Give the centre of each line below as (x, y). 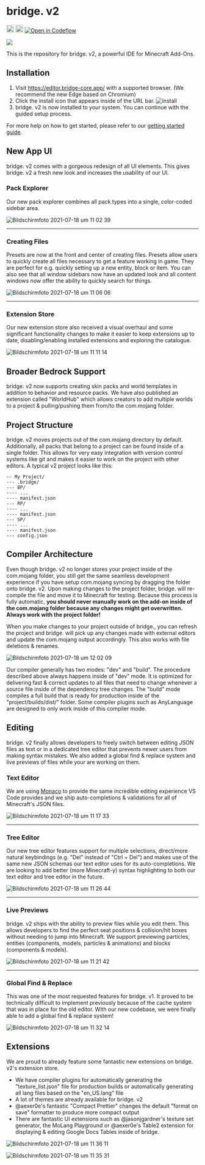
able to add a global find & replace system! (60, 1015)
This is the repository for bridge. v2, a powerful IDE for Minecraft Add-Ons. (101, 54)
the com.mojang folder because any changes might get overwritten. (95, 608)
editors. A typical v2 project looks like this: (59, 466)
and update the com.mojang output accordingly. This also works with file (98, 639)
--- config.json (27, 536)
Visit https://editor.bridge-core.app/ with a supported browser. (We (99, 87)
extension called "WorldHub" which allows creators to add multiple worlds (100, 399)
